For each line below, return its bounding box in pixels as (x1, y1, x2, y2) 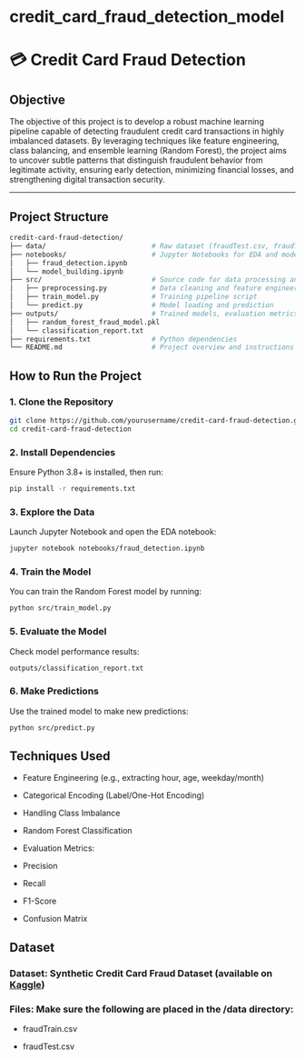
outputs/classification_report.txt (9, 664, 144, 673)
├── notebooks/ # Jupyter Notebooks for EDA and (9, 250, 279, 259)
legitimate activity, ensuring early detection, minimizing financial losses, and (9, 165, 295, 175)
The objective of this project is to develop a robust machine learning (9, 116, 265, 127)
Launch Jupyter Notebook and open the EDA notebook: (9, 526, 217, 537)
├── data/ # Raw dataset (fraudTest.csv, (9, 241, 271, 251)
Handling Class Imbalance (22, 807, 121, 819)
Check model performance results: (9, 645, 140, 656)
